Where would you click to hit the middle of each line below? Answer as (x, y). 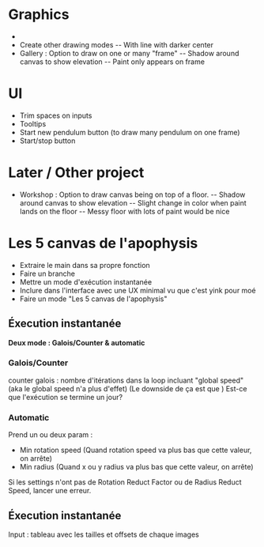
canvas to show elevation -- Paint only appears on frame (112, 62)
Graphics (39, 15)
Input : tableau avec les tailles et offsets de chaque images (104, 534)
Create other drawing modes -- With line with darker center (117, 44)
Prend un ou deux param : (51, 435)
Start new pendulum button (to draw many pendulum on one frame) (130, 132)
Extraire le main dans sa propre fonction (85, 265)
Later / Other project (76, 173)
